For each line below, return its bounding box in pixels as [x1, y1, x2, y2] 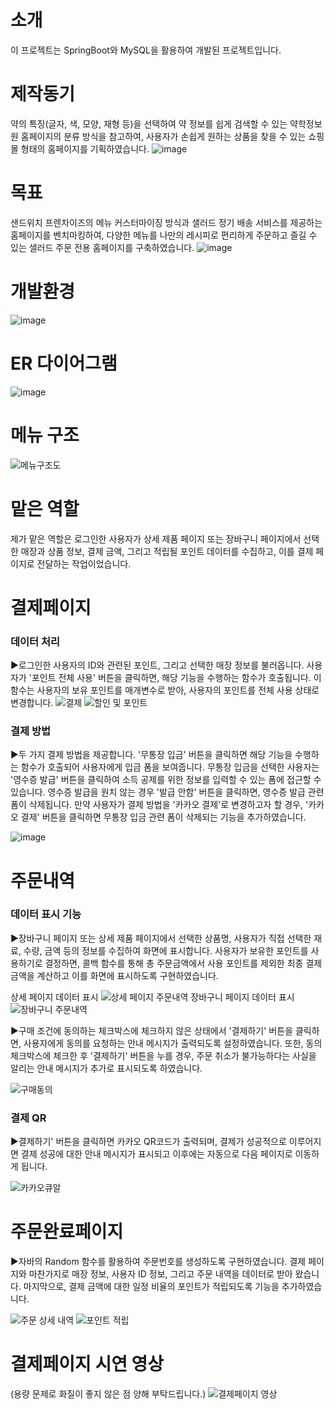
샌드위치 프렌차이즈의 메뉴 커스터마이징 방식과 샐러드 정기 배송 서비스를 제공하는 [10, 216, 323, 228]
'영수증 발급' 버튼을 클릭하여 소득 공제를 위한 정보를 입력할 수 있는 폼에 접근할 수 [10, 774, 322, 786]
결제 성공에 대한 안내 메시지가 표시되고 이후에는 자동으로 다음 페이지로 [20, 1148, 293, 1160]
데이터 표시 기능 [10, 907, 82, 921]
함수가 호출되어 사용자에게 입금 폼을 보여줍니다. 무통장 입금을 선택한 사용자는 [20, 761, 320, 773]
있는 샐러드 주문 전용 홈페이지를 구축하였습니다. [10, 241, 195, 253]
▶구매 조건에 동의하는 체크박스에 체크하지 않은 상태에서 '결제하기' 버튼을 [10, 1024, 294, 1036]
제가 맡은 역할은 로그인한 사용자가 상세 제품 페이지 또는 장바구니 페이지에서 [10, 532, 302, 545]
